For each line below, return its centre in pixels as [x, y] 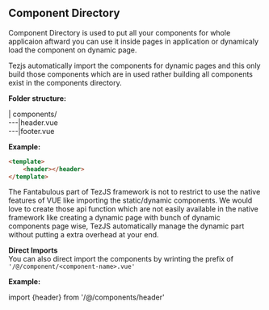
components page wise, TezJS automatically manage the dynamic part [126, 226]
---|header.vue [33, 122]
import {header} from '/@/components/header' [86, 297]
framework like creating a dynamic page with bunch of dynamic [114, 218]
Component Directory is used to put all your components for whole [120, 32]
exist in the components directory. [65, 82]
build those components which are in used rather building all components [130, 74]
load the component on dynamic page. [73, 50]
